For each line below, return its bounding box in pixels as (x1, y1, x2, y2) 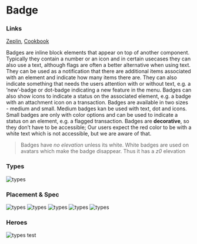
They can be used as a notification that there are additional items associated (6, 68, 191, 75)
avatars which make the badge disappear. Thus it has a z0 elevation (20, 148, 186, 155)
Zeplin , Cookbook (6, 38, 49, 45)
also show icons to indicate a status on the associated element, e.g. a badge (6, 93, 191, 100)
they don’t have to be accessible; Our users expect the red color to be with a (6, 124, 192, 131)
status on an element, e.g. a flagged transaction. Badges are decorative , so (6, 118, 189, 125)
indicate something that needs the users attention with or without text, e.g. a (6, 80, 191, 87)
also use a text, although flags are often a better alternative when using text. (6, 62, 191, 69)
